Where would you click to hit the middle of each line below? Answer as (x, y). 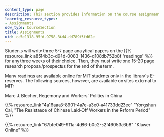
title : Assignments (25, 32)
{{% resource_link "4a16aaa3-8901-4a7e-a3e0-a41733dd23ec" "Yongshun (81, 105)
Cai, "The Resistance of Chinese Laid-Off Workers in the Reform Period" (78, 110)
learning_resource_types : (31, 19)
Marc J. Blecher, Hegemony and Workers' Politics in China (64, 95)
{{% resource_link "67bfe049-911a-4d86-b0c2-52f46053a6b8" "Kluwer (78, 124)
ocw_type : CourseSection (30, 28)
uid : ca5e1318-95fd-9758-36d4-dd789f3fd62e (50, 37)
